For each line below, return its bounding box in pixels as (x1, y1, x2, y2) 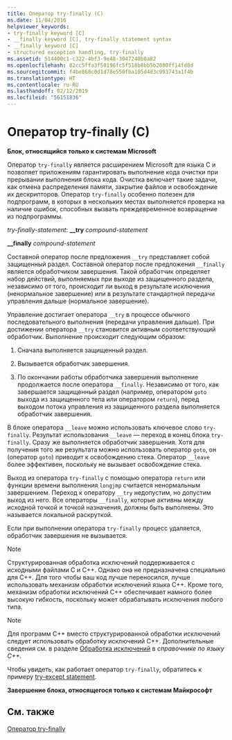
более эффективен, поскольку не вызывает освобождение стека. (7, 460, 202, 468)
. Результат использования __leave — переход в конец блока (28, 430, 210, 438)
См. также (7, 706, 55, 718)
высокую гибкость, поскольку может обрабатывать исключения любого (7, 595, 224, 603)
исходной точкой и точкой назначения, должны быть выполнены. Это (7, 503, 214, 511)
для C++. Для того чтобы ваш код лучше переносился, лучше (7, 573, 190, 581)
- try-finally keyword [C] (7, 29, 85, 37)
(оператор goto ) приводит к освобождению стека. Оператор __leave (7, 452, 210, 461)
